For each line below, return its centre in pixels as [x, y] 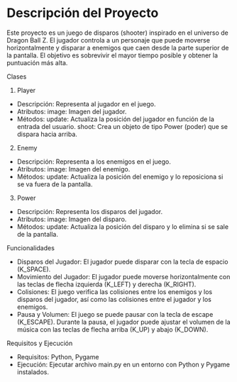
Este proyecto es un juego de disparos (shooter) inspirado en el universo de [117, 33]
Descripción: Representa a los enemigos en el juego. [94, 162]
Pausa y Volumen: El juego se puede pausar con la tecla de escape [115, 314]
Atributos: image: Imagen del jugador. [72, 111]
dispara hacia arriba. [47, 134]
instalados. [33, 372]
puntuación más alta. [37, 62]
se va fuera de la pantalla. [55, 184]
